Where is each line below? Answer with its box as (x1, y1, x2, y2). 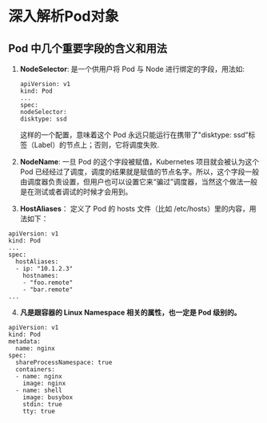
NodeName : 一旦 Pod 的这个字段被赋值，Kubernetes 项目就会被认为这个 (19, 157, 260, 166)
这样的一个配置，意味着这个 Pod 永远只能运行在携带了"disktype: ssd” (19, 130, 249, 140)
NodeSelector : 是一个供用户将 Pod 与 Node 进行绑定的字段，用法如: (19, 65, 245, 73)
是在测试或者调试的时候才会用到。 (19, 187, 133, 196)
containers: (15, 366, 56, 374)
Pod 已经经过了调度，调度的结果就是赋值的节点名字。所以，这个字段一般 (19, 167, 260, 176)
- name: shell (15, 386, 62, 394)
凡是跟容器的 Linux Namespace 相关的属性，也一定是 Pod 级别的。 (19, 308, 241, 317)
